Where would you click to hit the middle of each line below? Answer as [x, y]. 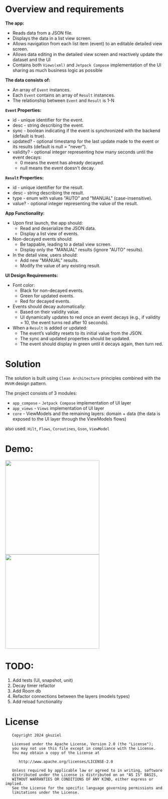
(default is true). [29, 136]
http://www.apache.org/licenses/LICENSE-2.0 [66, 762]
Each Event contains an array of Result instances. [64, 95]
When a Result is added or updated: [50, 328]
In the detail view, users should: [45, 255]
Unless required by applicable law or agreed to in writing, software [87, 770]
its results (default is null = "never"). [50, 146]
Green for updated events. [47, 295]
